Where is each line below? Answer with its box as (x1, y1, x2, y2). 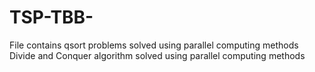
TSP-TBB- (9, 6, 94, 29)
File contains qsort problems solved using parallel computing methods (9, 39, 299, 51)
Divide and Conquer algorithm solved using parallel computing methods (9, 49, 306, 61)
